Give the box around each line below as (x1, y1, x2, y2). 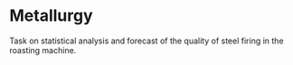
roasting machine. (9, 44, 77, 55)
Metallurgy (9, 5, 93, 26)
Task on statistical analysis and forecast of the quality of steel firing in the (9, 35, 284, 46)
